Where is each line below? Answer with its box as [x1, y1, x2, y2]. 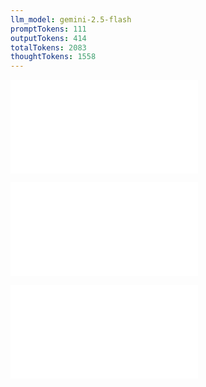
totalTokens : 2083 [10, 42, 87, 53]
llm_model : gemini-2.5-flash [10, 14, 132, 25]
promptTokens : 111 [10, 24, 87, 34]
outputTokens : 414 [10, 33, 87, 43]
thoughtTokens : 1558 [10, 52, 97, 62]
